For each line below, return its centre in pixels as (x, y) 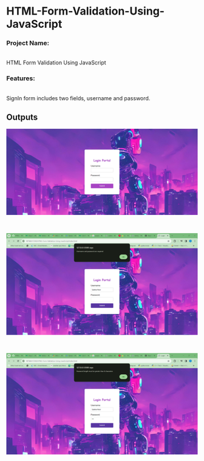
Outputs (22, 118)
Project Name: (28, 43)
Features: (21, 78)
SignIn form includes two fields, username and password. (78, 98)
